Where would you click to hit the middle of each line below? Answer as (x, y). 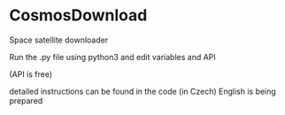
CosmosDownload (78, 15)
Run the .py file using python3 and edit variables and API (113, 57)
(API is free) (31, 74)
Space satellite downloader (59, 40)
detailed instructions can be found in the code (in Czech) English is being (142, 91)
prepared (26, 100)
